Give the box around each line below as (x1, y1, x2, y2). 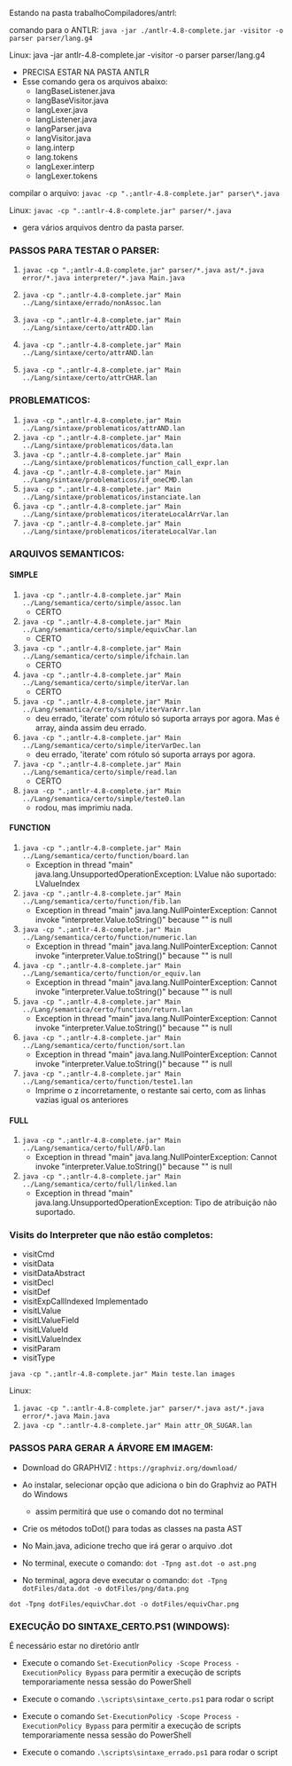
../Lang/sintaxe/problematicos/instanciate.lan (21, 493, 201, 501)
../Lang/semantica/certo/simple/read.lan (21, 768, 177, 777)
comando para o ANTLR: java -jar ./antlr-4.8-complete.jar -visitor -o (9, 25, 284, 35)
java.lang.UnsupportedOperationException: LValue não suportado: (35, 869, 277, 879)
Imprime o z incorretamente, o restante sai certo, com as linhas (35, 1084, 266, 1095)
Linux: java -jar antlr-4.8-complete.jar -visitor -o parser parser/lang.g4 (9, 50, 265, 60)
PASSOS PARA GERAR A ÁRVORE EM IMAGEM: (9, 1442, 214, 1455)
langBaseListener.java (35, 86, 116, 96)
